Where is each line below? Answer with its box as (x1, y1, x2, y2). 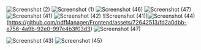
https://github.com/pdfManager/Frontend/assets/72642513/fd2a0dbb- (8, 19, 187, 26)
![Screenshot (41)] (102, 12, 148, 20)
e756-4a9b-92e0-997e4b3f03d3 (6, 25, 91, 32)
